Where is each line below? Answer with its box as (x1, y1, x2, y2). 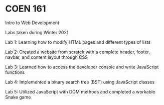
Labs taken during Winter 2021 (5, 29, 69, 35)
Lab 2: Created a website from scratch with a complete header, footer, (5, 49, 150, 55)
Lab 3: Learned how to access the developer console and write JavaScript (5, 64, 159, 70)
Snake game (5, 94, 31, 100)
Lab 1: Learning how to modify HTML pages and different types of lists (5, 39, 151, 45)
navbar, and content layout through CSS (5, 54, 88, 60)
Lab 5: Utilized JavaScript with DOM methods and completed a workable (5, 88, 155, 94)
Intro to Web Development (5, 20, 59, 26)
